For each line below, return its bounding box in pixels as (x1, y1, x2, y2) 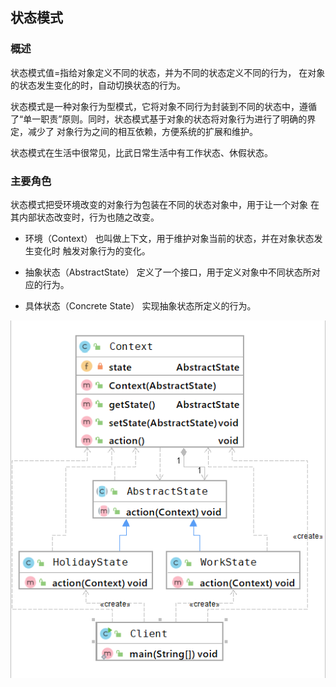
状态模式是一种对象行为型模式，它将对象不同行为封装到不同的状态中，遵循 (10, 100, 317, 112)
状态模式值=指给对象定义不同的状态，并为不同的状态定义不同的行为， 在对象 (10, 66, 326, 78)
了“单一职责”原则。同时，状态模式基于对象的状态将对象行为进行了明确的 (10, 113, 308, 125)
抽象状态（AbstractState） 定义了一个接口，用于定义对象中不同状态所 (24, 266, 312, 278)
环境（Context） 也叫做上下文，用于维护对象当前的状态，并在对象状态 (24, 232, 315, 244)
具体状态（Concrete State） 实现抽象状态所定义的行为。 (24, 299, 257, 312)
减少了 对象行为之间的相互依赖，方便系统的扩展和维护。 (27, 125, 258, 137)
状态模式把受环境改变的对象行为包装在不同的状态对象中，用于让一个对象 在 (10, 198, 320, 210)
